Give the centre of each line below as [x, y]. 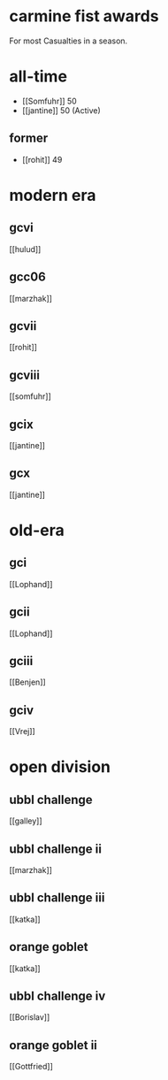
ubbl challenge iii [57, 898]
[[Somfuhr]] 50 [49, 101]
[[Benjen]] [27, 682]
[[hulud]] [25, 249]
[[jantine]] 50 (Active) [61, 110]
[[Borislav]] [30, 1017]
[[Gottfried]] [31, 1067]
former [29, 138]
